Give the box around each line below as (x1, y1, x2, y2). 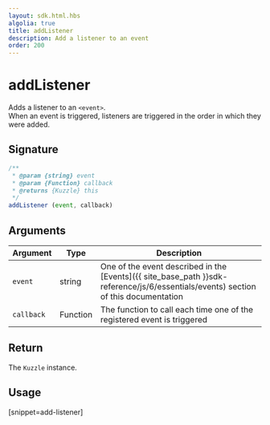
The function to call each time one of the (100, 304, 253, 315)
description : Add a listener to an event (8, 34, 149, 42)
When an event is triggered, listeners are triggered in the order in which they (8, 111, 261, 121)
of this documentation (100, 290, 183, 302)
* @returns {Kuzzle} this (11, 186, 99, 195)
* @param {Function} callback (11, 179, 113, 187)
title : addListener (8, 26, 74, 34)
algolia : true (8, 19, 56, 27)
